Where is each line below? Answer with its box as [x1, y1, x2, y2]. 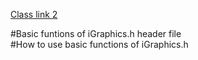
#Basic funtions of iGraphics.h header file [10, 28, 182, 39]
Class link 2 [10, 9, 58, 20]
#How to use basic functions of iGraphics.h [10, 39, 189, 50]
